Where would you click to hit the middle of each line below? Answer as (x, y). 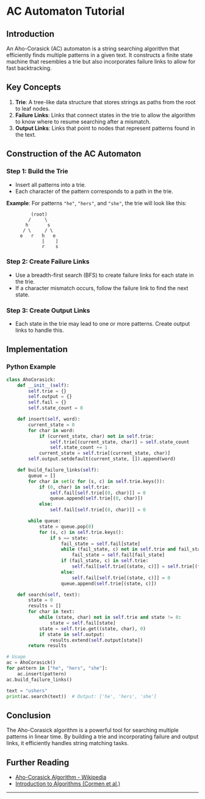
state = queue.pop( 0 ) (67, 527)
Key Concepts (34, 87)
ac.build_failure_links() (39, 680)
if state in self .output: (72, 634)
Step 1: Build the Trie (37, 171)
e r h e (38, 236)
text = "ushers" (27, 691)
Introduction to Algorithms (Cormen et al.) (68, 784)
